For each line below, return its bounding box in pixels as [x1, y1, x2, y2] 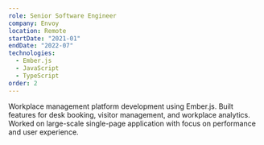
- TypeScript [15, 72, 60, 80]
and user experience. [8, 126, 79, 137]
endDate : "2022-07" [8, 42, 74, 50]
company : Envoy [8, 19, 60, 27]
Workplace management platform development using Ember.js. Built [8, 101, 233, 111]
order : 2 [8, 79, 38, 87]
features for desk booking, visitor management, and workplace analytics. [8, 110, 251, 119]
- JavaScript [15, 64, 60, 72]
